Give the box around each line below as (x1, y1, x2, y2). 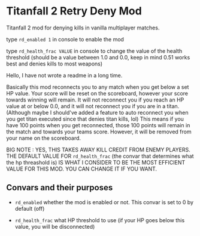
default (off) (14, 205, 45, 212)
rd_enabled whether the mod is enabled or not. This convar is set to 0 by (14, 198, 193, 205)
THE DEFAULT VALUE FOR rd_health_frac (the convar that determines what (6, 152, 194, 160)
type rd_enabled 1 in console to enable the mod (6, 35, 125, 43)
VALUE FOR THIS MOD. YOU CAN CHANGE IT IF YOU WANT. (6, 165, 157, 172)
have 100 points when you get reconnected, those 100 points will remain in (6, 121, 190, 129)
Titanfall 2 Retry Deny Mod (6, 4, 142, 18)
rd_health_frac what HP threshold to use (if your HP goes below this (14, 216, 185, 223)
